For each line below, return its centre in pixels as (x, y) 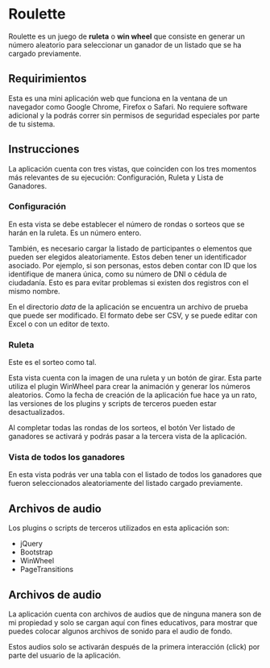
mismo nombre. (34, 291)
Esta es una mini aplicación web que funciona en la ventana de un (118, 98)
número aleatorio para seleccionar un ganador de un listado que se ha (125, 44)
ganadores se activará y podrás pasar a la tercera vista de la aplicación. (128, 437)
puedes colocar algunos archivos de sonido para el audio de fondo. (120, 631)
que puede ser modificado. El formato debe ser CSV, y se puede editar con (133, 315)
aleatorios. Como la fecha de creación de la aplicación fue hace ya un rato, (133, 395)
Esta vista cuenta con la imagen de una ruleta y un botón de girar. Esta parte (135, 378)
